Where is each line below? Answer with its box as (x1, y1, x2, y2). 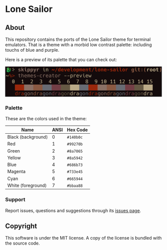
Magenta (7, 168, 26, 174)
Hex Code (67, 127, 88, 133)
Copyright (5, 222, 37, 230)
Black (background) (7, 134, 48, 140)
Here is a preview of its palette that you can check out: (5, 57, 117, 63)
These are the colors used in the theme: (5, 116, 87, 122)
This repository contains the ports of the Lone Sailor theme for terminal (5, 36, 151, 42)
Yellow (7, 155, 21, 161)
